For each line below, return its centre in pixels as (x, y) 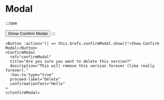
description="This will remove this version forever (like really (82, 66)
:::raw (11, 23)
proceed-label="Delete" (35, 79)
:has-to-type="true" (32, 74)
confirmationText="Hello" (38, 84)
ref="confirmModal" (31, 57)
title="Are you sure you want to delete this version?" (71, 61)
